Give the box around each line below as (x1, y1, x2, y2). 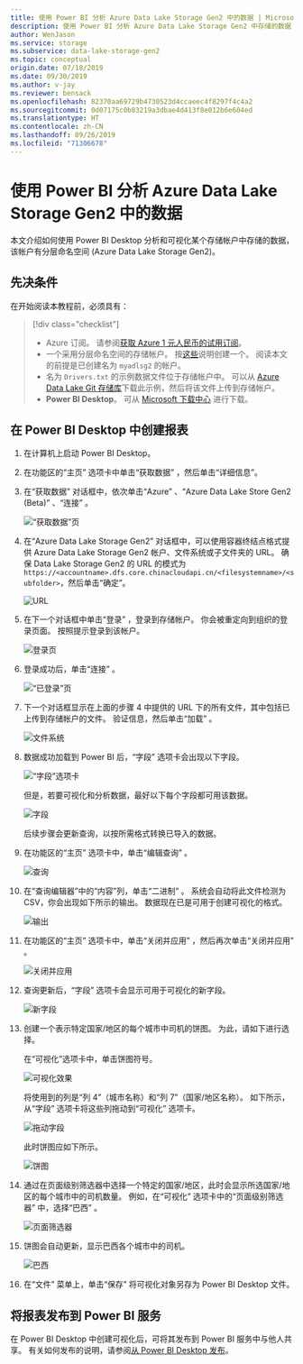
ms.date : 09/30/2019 (10, 72, 88, 81)
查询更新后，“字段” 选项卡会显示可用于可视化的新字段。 (23, 984, 231, 996)
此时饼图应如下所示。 (23, 1141, 103, 1152)
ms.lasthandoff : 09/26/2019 (10, 131, 116, 140)
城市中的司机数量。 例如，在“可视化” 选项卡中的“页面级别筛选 (54, 1191, 284, 1202)
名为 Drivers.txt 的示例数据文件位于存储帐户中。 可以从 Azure (45, 371, 280, 381)
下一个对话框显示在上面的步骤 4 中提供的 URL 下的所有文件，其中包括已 (23, 702, 290, 713)
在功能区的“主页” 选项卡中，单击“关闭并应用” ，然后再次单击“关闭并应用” (23, 935, 294, 947)
